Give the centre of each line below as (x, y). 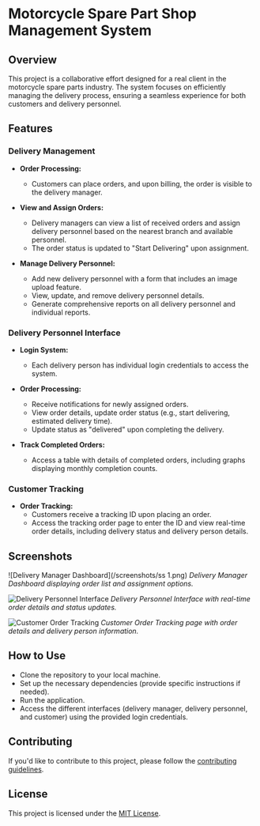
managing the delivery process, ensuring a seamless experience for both (127, 95)
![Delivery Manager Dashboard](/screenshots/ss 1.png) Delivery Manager (128, 575)
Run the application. (52, 700)
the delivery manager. (67, 192)
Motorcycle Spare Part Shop (102, 14)
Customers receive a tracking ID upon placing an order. (121, 515)
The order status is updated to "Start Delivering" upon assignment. (140, 248)
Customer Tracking (46, 488)
